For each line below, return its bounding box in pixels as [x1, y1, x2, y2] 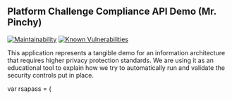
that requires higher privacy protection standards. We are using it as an [7, 56, 214, 64]
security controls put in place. [7, 71, 94, 79]
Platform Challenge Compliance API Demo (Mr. [7, 6, 216, 17]
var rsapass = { [7, 84, 51, 93]
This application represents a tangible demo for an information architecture [7, 48, 226, 57]
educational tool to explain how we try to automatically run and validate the [7, 63, 226, 72]
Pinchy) [7, 17, 42, 29]
